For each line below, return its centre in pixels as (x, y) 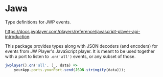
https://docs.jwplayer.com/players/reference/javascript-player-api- (73, 31)
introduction (17, 37)
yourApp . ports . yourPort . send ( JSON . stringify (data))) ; (70, 70)
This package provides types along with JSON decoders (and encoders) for (81, 46)
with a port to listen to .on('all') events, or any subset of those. (70, 56)
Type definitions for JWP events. (38, 22)
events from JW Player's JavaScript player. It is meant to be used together (80, 51)
